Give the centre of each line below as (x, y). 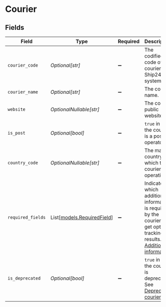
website (17, 110)
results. (153, 239)
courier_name (23, 92)
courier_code (23, 65)
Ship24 (153, 75)
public (151, 109)
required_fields (27, 217)
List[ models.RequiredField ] (82, 217)
